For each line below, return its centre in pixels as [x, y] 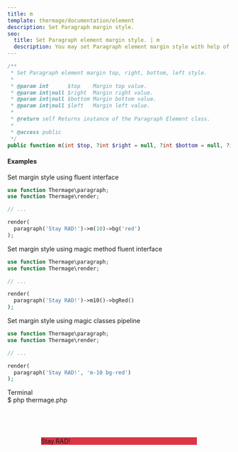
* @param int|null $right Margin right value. [82, 93]
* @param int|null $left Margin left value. [80, 106]
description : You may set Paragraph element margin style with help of [122, 47]
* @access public [36, 132]
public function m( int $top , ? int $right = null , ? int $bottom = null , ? [119, 145]
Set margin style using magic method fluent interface [85, 249]
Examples [22, 161]
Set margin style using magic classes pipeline [74, 321]
